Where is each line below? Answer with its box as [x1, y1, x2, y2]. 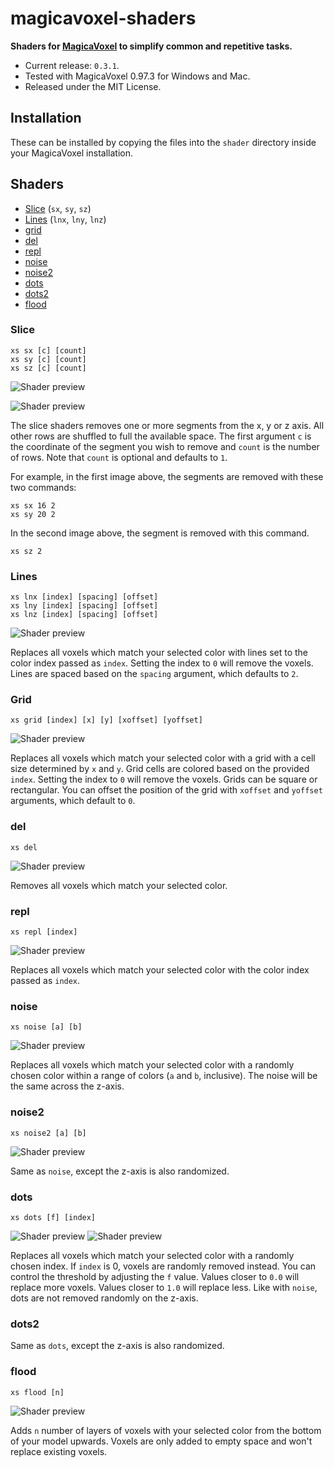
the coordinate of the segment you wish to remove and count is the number [10, 440, 320, 452]
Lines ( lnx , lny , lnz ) [24, 213, 107, 225]
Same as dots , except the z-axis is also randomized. [10, 1340, 225, 1352]
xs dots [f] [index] [10, 1212, 97, 1222]
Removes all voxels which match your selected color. [10, 879, 228, 891]
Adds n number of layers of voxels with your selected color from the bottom [10, 1424, 322, 1436]
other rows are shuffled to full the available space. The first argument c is [10, 430, 312, 442]
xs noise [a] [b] [10, 1022, 83, 1032]
